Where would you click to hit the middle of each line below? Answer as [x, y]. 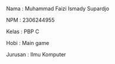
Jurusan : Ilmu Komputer [36, 55]
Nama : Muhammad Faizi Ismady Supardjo [58, 9]
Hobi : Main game [28, 43]
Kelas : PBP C [23, 31]
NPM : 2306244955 [31, 20]
